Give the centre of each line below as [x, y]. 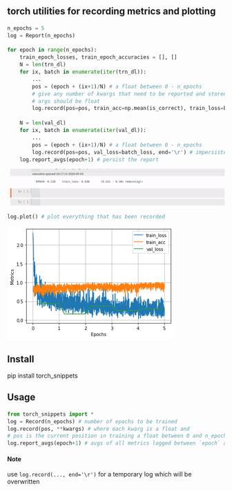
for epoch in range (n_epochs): [52, 50]
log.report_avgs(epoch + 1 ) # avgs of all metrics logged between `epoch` [114, 443]
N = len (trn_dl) [43, 65]
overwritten [23, 482]
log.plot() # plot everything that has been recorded [86, 217]
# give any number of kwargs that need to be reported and [119, 94]
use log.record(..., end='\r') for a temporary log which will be [99, 474]
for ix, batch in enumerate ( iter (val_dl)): [83, 131]
